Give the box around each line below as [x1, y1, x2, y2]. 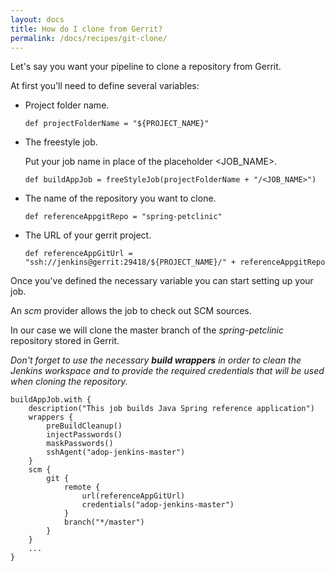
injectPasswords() [46, 430, 123, 440]
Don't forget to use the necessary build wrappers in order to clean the [10, 354, 302, 366]
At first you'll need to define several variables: [10, 80, 200, 92]
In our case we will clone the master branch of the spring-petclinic [10, 324, 284, 336]
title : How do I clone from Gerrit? [10, 24, 163, 34]
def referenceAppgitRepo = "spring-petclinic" [24, 212, 223, 222]
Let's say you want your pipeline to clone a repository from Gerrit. [10, 61, 282, 73]
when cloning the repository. [10, 376, 128, 388]
